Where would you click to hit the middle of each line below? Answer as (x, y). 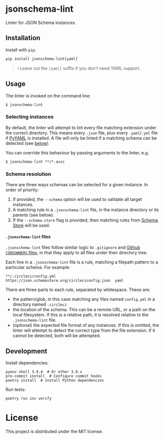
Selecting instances (30, 117)
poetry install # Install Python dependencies (55, 381)
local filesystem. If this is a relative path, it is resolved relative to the (81, 315)
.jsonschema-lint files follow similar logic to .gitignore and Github (73, 247)
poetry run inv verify (29, 399)
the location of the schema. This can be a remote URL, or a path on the (84, 310)
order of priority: (22, 190)
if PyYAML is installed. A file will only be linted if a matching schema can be (81, 138)
